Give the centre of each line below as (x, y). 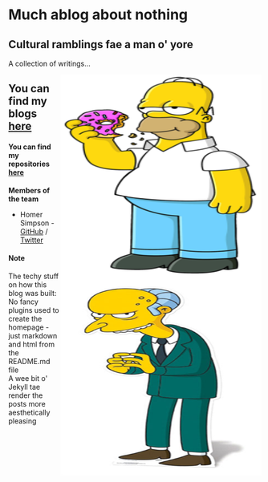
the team (23, 199)
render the (26, 395)
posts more (27, 403)
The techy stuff (33, 276)
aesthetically (29, 412)
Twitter (32, 240)
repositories (29, 164)
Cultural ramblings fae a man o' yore (101, 45)
